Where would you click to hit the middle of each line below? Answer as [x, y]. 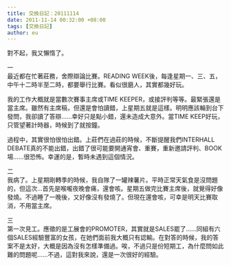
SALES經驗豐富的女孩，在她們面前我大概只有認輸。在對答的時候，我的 [113, 238]
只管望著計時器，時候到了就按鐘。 [55, 125]
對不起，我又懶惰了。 [37, 53]
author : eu [23, 33]
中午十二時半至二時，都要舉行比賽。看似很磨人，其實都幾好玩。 [97, 85]
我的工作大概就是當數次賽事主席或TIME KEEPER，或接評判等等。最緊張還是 [114, 100]
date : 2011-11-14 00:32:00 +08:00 [57, 20]
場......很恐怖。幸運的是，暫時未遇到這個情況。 [73, 157]
